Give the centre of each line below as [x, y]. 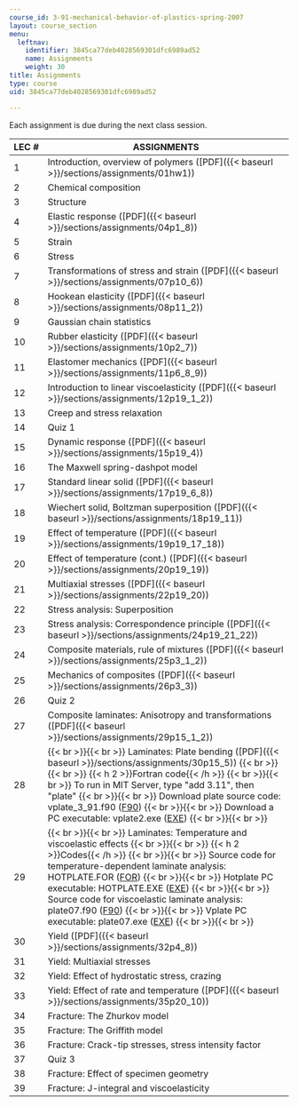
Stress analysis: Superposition [110, 609]
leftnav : [33, 42]
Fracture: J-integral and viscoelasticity [129, 1087]
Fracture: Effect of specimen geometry [128, 1073]
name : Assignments [59, 59]
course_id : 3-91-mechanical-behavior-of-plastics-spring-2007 [126, 17]
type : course [33, 84]
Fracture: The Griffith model [105, 1030]
